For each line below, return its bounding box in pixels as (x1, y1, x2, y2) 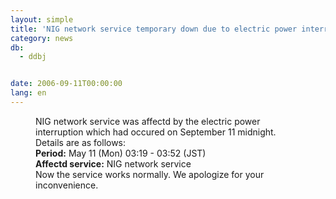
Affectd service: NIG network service (35, 157, 192, 170)
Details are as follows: (35, 136, 127, 148)
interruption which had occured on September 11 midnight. (35, 126, 277, 138)
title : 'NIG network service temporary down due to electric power (10, 24, 298, 34)
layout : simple (10, 14, 74, 25)
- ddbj (19, 52, 47, 62)
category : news (10, 33, 74, 43)
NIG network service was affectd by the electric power (35, 115, 261, 127)
